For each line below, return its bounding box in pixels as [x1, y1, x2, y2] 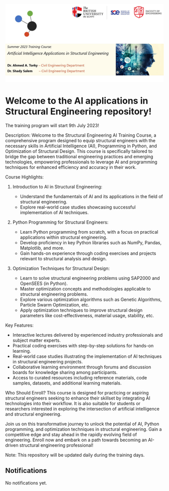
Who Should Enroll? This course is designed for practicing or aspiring [5, 389, 149, 396]
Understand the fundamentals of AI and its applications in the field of [20, 193, 163, 200]
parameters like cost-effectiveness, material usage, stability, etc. [20, 312, 154, 318]
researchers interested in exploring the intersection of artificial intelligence [5, 406, 160, 412]
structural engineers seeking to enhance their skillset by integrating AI [5, 395, 150, 401]
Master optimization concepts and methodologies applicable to [20, 285, 151, 291]
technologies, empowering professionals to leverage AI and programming [5, 159, 157, 165]
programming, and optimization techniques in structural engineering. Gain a [5, 426, 162, 432]
